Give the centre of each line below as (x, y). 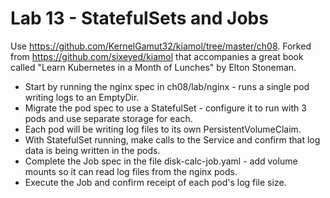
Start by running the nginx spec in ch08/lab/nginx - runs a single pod (167, 86)
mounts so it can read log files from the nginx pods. (131, 171)
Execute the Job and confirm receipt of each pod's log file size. (155, 182)
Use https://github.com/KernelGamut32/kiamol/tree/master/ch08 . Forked (161, 46)
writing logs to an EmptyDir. (82, 97)
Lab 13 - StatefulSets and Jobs (139, 18)
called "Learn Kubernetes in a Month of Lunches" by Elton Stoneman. (153, 67)
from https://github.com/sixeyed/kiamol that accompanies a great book (157, 56)
